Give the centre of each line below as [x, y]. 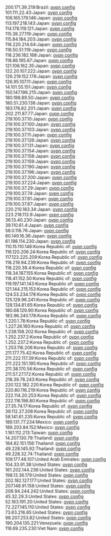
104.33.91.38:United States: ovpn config [46, 464]
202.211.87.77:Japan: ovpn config [39, 114]
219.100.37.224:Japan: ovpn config [41, 183]
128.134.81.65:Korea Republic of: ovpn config [51, 305]
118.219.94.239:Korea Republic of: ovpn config [53, 262]
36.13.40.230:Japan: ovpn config [39, 220]
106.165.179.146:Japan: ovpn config [41, 18]
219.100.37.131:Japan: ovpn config [40, 145]
